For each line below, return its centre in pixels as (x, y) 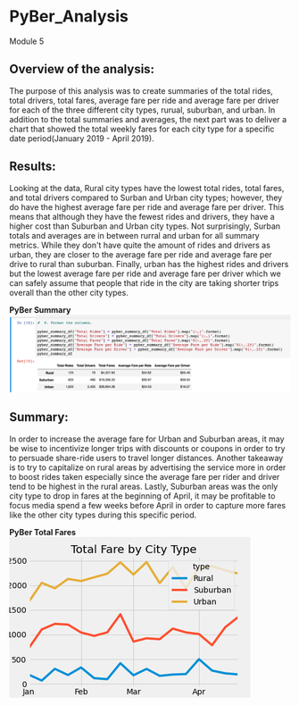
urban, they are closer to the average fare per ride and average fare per (141, 254)
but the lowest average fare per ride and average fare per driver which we (145, 273)
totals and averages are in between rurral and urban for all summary (135, 235)
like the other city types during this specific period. (103, 515)
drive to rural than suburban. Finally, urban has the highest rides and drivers (149, 264)
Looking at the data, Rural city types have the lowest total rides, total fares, (147, 188)
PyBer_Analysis (69, 17)
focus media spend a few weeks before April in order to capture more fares (148, 505)
